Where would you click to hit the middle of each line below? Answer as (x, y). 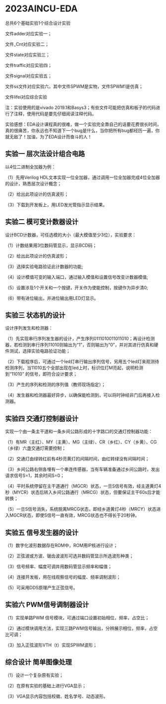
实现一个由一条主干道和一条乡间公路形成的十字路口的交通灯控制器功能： (79, 431)
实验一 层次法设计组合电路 (45, 154)
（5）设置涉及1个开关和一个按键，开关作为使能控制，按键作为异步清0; (77, 287)
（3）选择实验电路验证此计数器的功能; (44, 266)
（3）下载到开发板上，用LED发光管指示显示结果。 (56, 205)
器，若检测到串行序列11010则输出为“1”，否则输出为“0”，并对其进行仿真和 (80, 345)
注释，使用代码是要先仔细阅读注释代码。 (55, 114)
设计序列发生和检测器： (29, 328)
